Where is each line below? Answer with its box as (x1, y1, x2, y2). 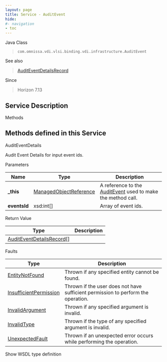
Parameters (5, 162, 29, 168)
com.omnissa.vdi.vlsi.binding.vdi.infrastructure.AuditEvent (17, 49, 147, 54)
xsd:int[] (33, 202, 53, 209)
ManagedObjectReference (33, 188, 95, 195)
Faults (5, 248, 18, 254)
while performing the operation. (64, 338, 138, 345)
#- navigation (5, 21, 35, 26)
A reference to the (99, 181, 143, 188)
